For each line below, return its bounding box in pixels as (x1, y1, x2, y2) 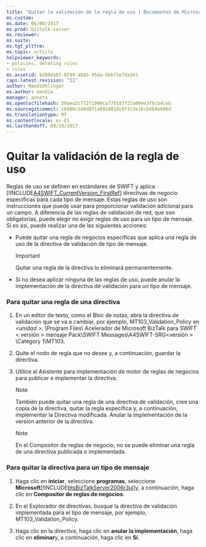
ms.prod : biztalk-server (6, 26, 70, 33)
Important (15, 252, 40, 259)
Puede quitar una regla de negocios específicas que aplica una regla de (15, 234, 197, 241)
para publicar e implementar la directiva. (15, 375, 118, 382)
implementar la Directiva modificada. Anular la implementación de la (15, 411, 188, 419)
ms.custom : (6, 15, 34, 21)
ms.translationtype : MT (6, 112, 67, 118)
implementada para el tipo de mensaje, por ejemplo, (15, 508, 147, 516)
